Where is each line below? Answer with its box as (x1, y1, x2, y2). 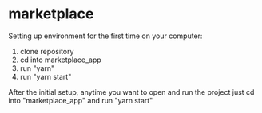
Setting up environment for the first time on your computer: (8, 31, 203, 41)
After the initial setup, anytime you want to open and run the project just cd (8, 87, 255, 96)
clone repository (19, 46, 74, 56)
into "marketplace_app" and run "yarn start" (8, 95, 153, 105)
